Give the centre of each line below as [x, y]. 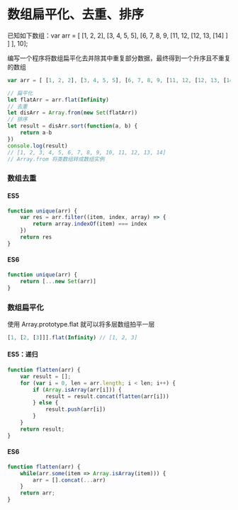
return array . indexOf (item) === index [90, 224]
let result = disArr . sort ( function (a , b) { [73, 126]
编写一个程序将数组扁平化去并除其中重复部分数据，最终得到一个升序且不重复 [119, 58]
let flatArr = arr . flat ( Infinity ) [58, 100]
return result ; [42, 429]
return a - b [36, 133]
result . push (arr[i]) [75, 409]
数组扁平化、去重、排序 [76, 15]
